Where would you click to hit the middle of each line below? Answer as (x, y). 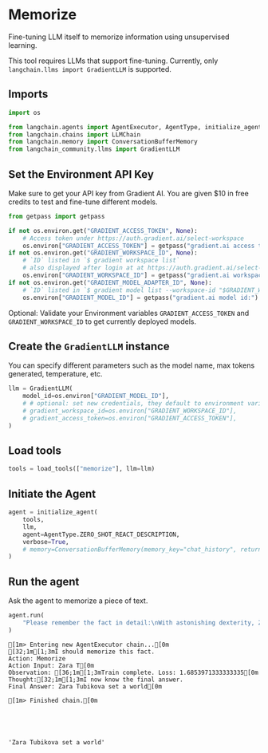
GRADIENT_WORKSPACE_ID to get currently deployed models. (102, 321)
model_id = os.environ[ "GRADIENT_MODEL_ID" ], (96, 396)
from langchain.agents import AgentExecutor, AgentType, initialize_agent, (137, 127)
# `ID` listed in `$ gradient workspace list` (101, 261)
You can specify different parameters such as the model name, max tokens (132, 365)
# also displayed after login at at (84, 268)
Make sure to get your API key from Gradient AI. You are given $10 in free (128, 193)
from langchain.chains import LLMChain (75, 134)
